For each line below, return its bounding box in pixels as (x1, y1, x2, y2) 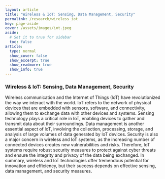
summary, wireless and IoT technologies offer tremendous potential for (5, 158, 149, 164)
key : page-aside (5, 21, 38, 26)
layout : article (5, 7, 38, 12)
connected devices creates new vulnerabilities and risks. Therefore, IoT (5, 142, 150, 148)
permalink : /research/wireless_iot (5, 16, 78, 21)
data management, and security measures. (5, 168, 92, 174)
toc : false (9, 40, 32, 45)
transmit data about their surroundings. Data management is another (5, 121, 144, 127)
